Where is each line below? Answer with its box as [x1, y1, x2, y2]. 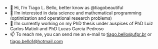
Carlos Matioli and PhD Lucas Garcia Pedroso [9, 26, 104, 32]
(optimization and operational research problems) [9, 15, 112, 21]
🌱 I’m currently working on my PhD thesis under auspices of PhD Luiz [9, 20, 153, 26]
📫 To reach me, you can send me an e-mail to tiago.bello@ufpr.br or [9, 31, 152, 37]
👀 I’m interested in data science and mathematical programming [9, 10, 141, 16]
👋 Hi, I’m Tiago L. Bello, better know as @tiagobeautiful [9, 5, 123, 10]
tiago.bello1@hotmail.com [9, 39, 63, 44]
